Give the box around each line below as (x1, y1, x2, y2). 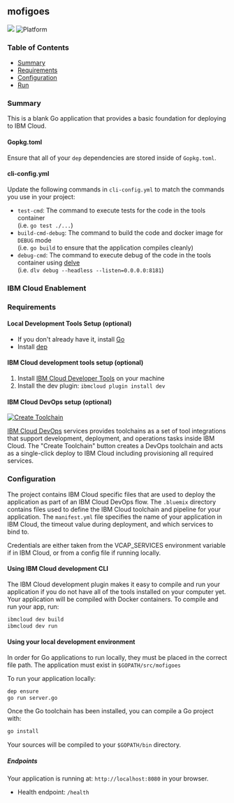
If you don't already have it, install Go (17, 335, 125, 343)
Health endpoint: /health (17, 788, 89, 797)
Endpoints (7, 757, 38, 765)
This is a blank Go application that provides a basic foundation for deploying (7, 114, 226, 123)
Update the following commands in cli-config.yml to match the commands (7, 185, 225, 194)
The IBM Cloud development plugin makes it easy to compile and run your (7, 580, 221, 588)
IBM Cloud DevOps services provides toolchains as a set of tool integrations (7, 427, 226, 436)
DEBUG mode (17, 236, 52, 244)
